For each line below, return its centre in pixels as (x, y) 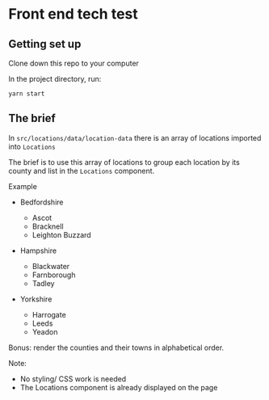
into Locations (32, 146)
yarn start (27, 94)
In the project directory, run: (55, 79)
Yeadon (45, 331)
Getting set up (45, 44)
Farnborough (54, 275)
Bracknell (48, 226)
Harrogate (49, 314)
